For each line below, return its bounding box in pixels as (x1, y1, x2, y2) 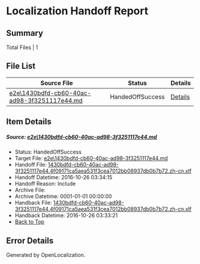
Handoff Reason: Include (14, 180, 76, 188)
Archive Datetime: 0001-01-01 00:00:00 (14, 193, 112, 200)
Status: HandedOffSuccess (14, 148, 82, 156)
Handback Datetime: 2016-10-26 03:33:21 (14, 212, 118, 219)
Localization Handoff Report (6, 4, 149, 18)
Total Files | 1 (6, 44, 38, 51)
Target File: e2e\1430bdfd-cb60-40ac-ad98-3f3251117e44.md (14, 155, 168, 162)
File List (6, 61, 36, 71)
